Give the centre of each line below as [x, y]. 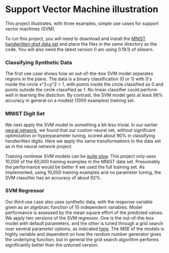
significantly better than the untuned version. [52, 245]
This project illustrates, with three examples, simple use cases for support [82, 23]
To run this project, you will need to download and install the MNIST [75, 39]
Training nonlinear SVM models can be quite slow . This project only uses [81, 156]
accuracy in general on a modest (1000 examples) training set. [70, 100]
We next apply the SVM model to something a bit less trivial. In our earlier [81, 125]
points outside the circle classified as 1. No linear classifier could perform [81, 90]
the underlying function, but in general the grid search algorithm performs [82, 239]
